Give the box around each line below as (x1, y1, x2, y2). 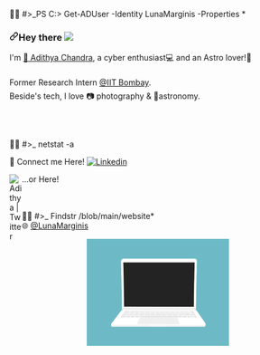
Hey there (18, 31, 63, 43)
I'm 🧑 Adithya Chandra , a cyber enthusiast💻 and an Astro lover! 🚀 (9, 53, 252, 63)
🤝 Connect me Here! (9, 157, 86, 168)
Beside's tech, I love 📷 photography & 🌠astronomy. (9, 91, 200, 101)
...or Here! (22, 174, 60, 185)
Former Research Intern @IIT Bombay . (9, 77, 152, 88)
